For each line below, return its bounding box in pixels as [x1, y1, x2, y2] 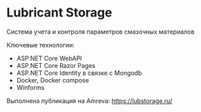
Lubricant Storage [6, 5, 113, 21]
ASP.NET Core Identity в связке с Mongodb [16, 69, 142, 77]
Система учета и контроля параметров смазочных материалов [6, 27, 195, 36]
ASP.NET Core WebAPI [16, 54, 82, 63]
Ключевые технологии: [6, 41, 75, 49]
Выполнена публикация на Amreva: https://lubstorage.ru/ [6, 96, 173, 104]
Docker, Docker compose [16, 76, 89, 84]
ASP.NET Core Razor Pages [16, 61, 96, 69]
